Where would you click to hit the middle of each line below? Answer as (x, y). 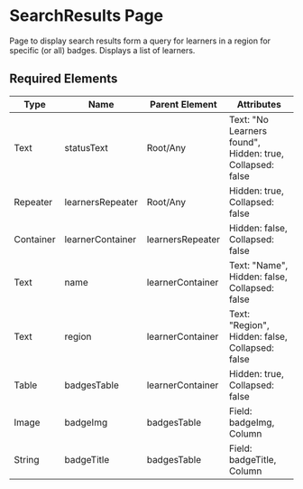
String (27, 459)
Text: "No (248, 119)
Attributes (259, 104)
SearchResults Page (87, 16)
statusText (86, 147)
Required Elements (64, 79)
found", (245, 142)
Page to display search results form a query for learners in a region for (140, 41)
